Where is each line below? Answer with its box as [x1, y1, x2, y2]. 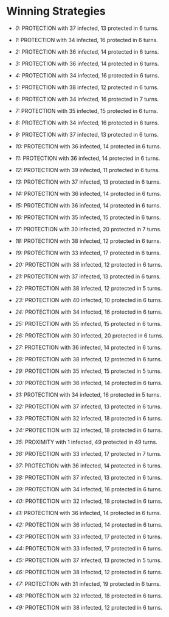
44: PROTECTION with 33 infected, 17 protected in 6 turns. [15, 544, 162, 552]
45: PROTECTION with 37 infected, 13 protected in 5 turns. [15, 557, 162, 564]
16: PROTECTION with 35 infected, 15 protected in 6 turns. [15, 214, 161, 221]
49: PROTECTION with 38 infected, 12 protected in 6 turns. [15, 604, 163, 611]
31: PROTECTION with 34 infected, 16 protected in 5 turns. [15, 391, 161, 398]
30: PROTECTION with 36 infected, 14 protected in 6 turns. [15, 379, 163, 386]
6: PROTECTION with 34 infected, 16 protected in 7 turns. [15, 95, 159, 103]
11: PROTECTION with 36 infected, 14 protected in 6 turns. [15, 154, 160, 162]
